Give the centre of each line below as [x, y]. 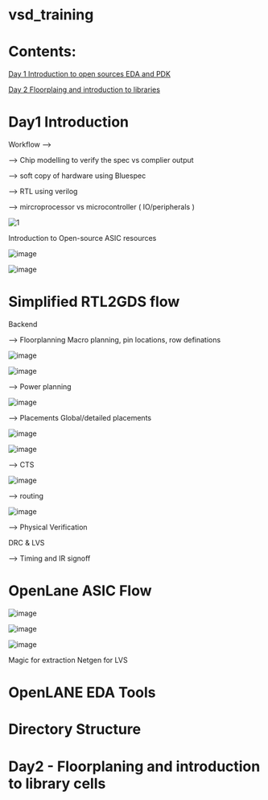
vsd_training [51, 15]
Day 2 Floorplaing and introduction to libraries [85, 89]
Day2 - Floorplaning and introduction [134, 766]
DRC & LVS [27, 543]
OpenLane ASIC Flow [80, 591]
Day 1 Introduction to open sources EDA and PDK [90, 74]
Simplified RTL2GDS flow [94, 302]
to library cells [57, 783]
